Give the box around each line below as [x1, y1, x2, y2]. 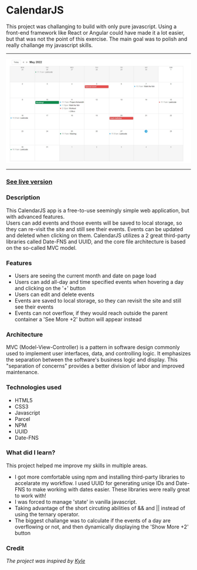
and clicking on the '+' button [14, 284, 86, 291]
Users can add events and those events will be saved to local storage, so [6, 219, 182, 226]
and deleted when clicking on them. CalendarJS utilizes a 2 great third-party [6, 232, 191, 239]
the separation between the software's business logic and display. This [6, 356, 178, 364]
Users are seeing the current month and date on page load [14, 272, 157, 279]
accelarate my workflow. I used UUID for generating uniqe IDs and [14, 479, 175, 487]
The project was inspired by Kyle [6, 558, 86, 565]
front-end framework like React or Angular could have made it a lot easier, [6, 29, 185, 36]
